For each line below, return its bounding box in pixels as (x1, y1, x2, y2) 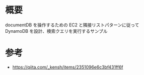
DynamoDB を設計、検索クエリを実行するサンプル (5, 28, 108, 34)
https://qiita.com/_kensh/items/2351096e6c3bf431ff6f (12, 64, 123, 70)
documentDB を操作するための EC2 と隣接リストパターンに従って (5, 22, 140, 28)
